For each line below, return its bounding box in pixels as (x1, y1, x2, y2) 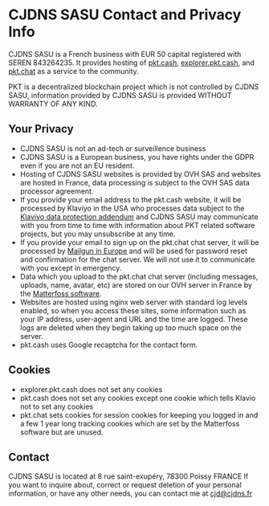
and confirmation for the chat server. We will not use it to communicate (19, 255, 255, 264)
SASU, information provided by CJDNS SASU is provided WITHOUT (8, 90, 232, 100)
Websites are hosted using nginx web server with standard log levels (19, 297, 248, 307)
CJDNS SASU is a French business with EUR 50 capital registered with (8, 49, 242, 59)
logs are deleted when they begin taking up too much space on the (19, 323, 243, 333)
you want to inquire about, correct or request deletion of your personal (8, 480, 243, 490)
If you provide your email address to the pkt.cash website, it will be (19, 194, 242, 204)
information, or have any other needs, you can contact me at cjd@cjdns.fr (8, 488, 253, 499)
